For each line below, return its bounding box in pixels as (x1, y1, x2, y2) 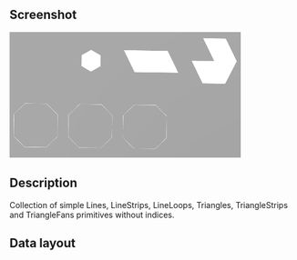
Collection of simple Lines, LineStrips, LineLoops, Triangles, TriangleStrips (9, 199, 289, 210)
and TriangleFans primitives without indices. (9, 209, 175, 220)
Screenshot (9, 7, 77, 23)
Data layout (9, 235, 76, 251)
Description (9, 175, 77, 191)
